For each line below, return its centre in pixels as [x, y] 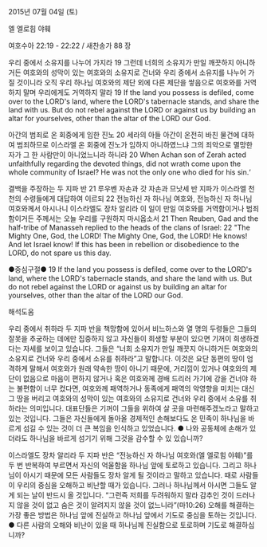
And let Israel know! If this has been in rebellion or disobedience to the [124, 244]
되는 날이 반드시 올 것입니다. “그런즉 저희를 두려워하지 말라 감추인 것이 [125, 495]
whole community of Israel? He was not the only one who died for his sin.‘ [130, 172]
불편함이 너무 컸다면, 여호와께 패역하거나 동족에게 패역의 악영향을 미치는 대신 [135, 388]
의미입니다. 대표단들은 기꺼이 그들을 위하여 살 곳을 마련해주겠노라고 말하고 [144, 408]
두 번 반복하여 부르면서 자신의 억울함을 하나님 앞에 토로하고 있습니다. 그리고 [125, 465]
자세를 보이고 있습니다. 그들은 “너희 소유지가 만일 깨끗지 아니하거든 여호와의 [140, 348]
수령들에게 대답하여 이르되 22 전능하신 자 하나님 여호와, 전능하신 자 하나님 [137, 199]
